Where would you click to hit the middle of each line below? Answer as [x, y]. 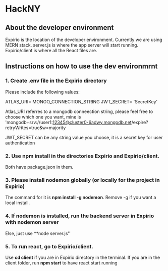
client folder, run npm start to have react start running [61, 263]
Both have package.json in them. [39, 167]
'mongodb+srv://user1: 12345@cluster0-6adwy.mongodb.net [69, 122]
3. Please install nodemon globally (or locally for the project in [82, 180]
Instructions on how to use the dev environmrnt [81, 66]
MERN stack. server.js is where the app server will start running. [72, 45]
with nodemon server [32, 222]
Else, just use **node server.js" [38, 233]
